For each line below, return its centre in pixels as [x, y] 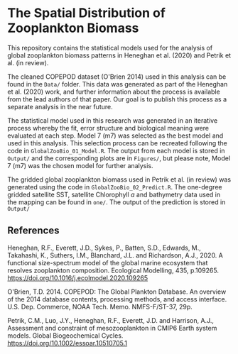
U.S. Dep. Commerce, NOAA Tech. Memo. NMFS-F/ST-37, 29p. [100, 306]
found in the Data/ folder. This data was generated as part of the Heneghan [118, 84]
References [33, 231]
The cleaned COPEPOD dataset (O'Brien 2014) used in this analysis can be [117, 77]
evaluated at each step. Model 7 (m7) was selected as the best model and [115, 135]
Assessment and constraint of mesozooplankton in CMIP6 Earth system [112, 328]
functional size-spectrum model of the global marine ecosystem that [108, 262]
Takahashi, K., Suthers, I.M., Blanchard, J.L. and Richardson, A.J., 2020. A [115, 255]
